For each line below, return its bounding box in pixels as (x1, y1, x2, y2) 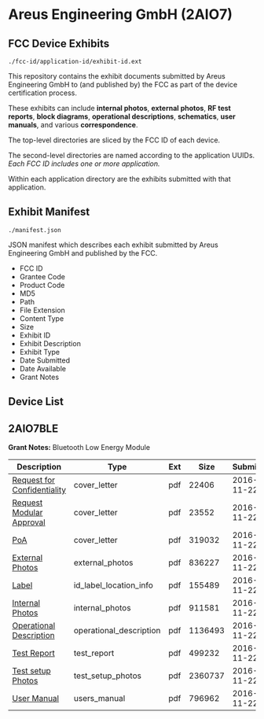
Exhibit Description (19, 338, 81, 348)
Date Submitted (19, 356, 71, 365)
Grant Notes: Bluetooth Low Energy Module (8, 443, 151, 452)
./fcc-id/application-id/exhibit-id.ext (8, 57, 143, 65)
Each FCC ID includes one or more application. (8, 159, 160, 168)
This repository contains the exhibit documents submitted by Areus (8, 72, 225, 80)
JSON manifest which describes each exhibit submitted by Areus (8, 240, 218, 249)
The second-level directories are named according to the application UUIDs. (8, 151, 255, 160)
